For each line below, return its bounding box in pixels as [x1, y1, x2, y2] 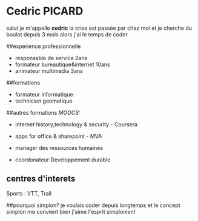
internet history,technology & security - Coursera [15, 120, 138, 128]
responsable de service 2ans [15, 54, 88, 61]
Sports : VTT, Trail [6, 189, 51, 197]
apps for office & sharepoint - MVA [15, 132, 102, 140]
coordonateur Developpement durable [15, 156, 111, 163]
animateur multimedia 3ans [15, 67, 84, 74]
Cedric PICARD [6, 4, 84, 18]
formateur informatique [15, 90, 74, 98]
